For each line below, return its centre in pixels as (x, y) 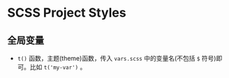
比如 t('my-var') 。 (58, 67)
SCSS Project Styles (67, 13)
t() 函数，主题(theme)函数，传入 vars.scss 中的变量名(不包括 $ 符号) (117, 58)
